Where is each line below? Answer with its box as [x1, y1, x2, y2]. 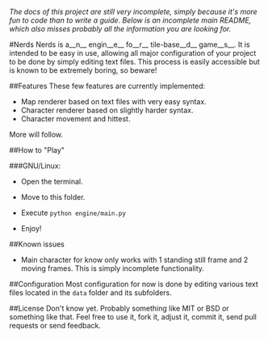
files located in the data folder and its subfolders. [9, 288, 173, 298]
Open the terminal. [20, 177, 83, 186]
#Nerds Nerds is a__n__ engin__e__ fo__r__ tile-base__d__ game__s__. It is [9, 40, 250, 49]
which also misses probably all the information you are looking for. [9, 24, 232, 33]
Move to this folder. [20, 192, 86, 201]
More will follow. [9, 129, 64, 139]
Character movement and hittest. [20, 114, 131, 124]
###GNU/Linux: [9, 161, 61, 171]
